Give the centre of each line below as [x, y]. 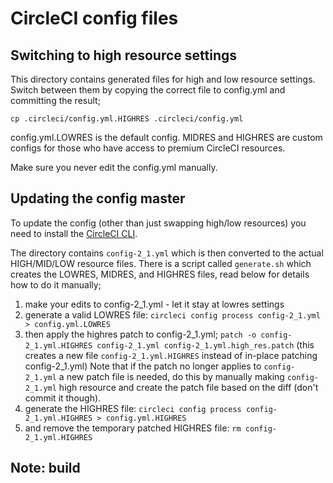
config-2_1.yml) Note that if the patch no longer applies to [143, 366]
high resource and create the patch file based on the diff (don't [188, 387]
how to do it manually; [56, 284]
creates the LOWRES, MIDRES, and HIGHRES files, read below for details [160, 274]
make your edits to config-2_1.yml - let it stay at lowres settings [154, 304]
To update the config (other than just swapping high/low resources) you [158, 223]
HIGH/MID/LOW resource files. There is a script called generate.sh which [161, 263]
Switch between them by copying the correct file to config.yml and [148, 90]
